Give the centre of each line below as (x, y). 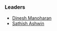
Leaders (15, 7)
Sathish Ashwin (28, 23)
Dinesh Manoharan (32, 18)
